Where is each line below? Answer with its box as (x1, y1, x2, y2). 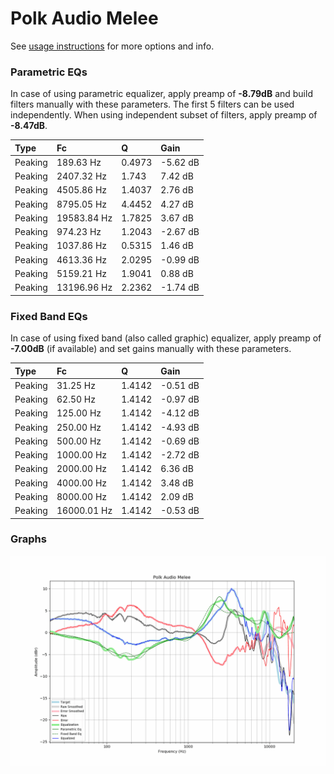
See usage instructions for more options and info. (10, 40, 215, 52)
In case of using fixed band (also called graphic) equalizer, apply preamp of (10, 332, 322, 344)
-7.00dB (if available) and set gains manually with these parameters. (10, 343, 292, 355)
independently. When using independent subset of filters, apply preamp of (10, 109, 318, 121)
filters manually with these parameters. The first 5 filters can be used (10, 98, 295, 111)
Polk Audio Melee (10, 7, 159, 30)
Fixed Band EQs (10, 309, 88, 323)
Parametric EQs (10, 65, 88, 79)
